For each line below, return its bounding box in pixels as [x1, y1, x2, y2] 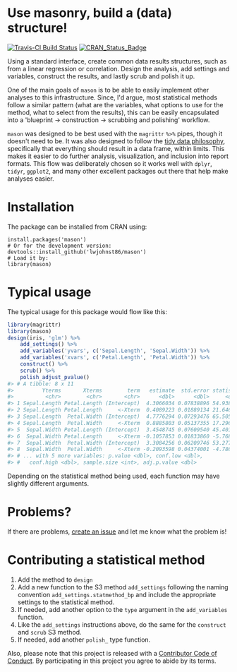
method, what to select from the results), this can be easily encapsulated [7, 108, 219, 116]
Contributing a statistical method [7, 552, 205, 568]
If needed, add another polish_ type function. [17, 635, 151, 644]
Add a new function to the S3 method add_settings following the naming [17, 582, 229, 591]
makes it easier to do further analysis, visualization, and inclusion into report [7, 152, 229, 160]
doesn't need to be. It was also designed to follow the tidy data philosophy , [7, 136, 226, 145]
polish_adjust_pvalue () [20, 373, 90, 380]
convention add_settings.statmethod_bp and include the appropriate [17, 590, 217, 599]
